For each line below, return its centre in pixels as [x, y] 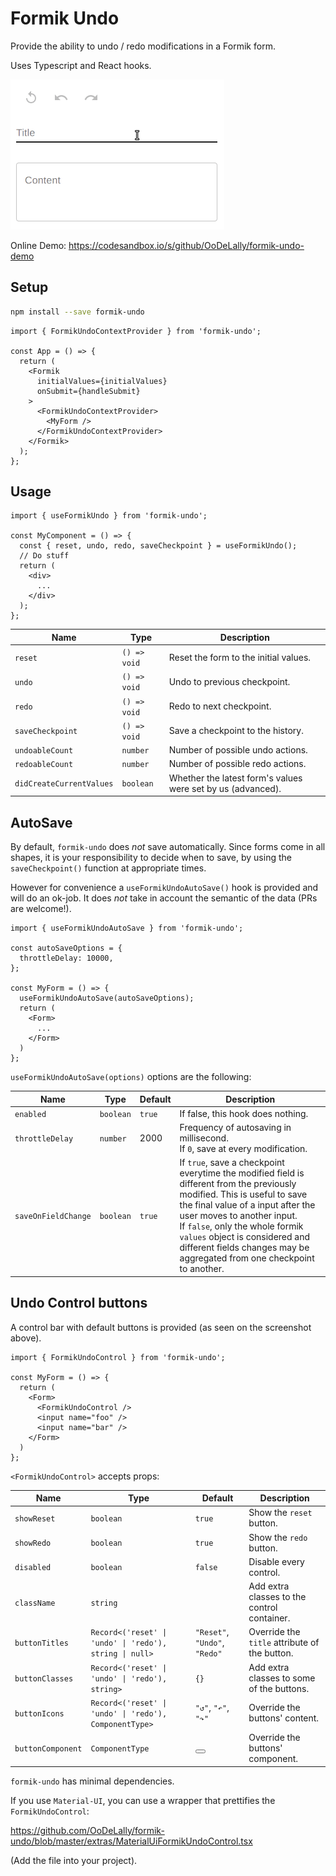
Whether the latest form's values [235, 778]
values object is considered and [245, 1237]
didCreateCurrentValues [64, 784]
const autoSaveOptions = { [66, 948]
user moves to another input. [238, 1216]
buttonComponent [48, 1749]
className [35, 1603]
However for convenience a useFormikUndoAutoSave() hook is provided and [164, 887]
